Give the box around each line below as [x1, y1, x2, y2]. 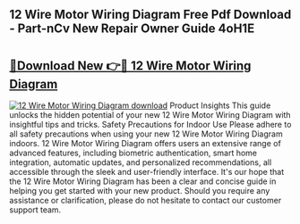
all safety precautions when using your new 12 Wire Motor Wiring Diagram [9, 129, 284, 139]
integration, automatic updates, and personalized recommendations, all [9, 157, 272, 168]
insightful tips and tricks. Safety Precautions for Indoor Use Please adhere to [9, 120, 292, 129]
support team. [9, 204, 62, 215]
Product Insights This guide [169, 100, 271, 111]
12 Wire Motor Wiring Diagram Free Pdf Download [9, 7, 292, 22]
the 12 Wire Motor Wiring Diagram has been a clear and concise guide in [9, 176, 277, 187]
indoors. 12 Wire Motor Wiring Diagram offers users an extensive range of [9, 138, 282, 148]
